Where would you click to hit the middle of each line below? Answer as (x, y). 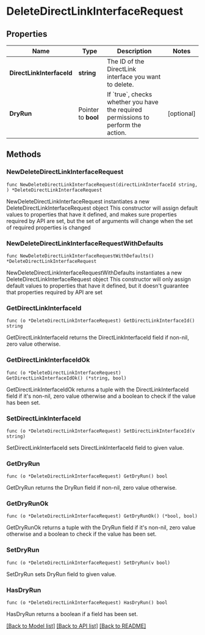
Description (134, 51)
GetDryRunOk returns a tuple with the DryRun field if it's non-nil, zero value (101, 528)
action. (117, 133)
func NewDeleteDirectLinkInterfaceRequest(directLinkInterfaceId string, (102, 184)
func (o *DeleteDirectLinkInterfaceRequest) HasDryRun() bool (87, 603)
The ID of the (125, 61)
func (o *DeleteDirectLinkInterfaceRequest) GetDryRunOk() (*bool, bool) (102, 516)
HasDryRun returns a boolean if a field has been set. (72, 614)
